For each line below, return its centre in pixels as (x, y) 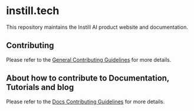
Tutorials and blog (40, 87)
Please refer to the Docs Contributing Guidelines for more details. (86, 102)
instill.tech (33, 11)
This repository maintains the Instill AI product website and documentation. (97, 27)
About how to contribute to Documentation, (88, 78)
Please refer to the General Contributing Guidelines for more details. (89, 59)
